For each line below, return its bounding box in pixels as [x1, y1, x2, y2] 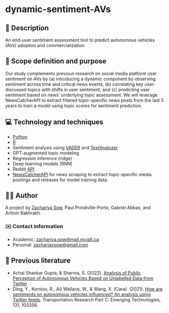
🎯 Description [5, 24, 49, 32]
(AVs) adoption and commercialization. [5, 42, 86, 48]
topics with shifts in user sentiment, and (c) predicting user [27, 86, 150, 92]
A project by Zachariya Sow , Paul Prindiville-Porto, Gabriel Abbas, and [5, 204, 151, 211]
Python [12, 134, 28, 140]
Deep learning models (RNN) [12, 161, 73, 167]
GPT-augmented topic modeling [12, 150, 79, 156]
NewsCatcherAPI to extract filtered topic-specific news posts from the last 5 [5, 97, 164, 103]
